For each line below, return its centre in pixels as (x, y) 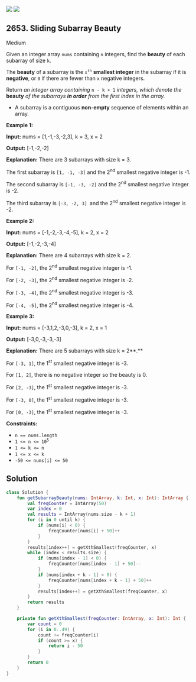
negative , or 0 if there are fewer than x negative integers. (76, 78)
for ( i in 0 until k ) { (56, 520)
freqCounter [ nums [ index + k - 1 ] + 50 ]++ (100, 580)
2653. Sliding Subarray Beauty (64, 29)
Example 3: (20, 316)
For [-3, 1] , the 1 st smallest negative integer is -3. (67, 363)
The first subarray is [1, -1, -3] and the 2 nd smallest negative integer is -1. (98, 172)
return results (46, 602)
